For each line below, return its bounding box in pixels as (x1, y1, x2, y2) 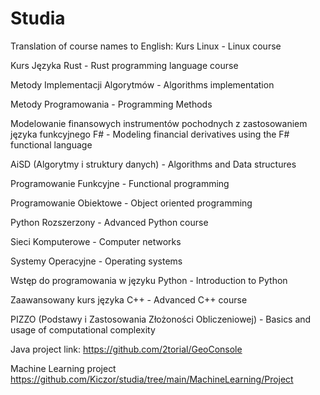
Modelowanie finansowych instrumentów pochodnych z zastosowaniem (10, 117, 308, 129)
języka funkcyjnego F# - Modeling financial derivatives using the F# (10, 128, 290, 140)
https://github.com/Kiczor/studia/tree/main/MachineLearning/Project (10, 373, 294, 385)
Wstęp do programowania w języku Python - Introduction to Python (10, 274, 288, 286)
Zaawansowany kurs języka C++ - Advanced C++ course (10, 293, 248, 306)
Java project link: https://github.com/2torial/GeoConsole (10, 343, 243, 355)
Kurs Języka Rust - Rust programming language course (10, 59, 239, 71)
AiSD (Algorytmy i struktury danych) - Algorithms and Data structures (10, 158, 297, 170)
